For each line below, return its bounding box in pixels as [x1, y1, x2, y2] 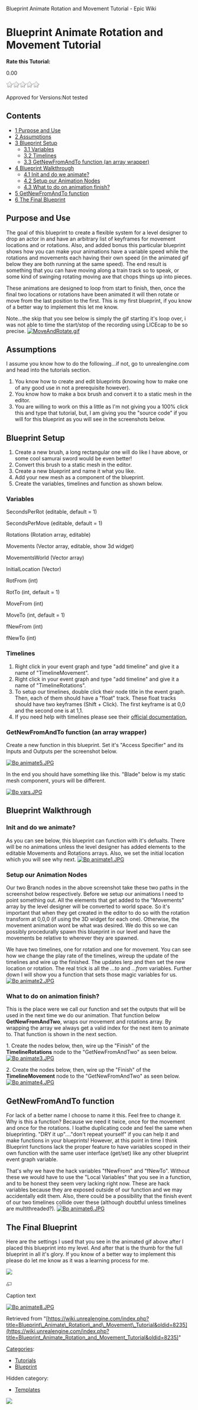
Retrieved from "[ [6, 1315, 48, 1322]
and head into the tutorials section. [6, 367, 91, 374]
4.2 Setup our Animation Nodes [23, 177, 100, 184]
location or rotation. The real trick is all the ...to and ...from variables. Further [6, 965, 192, 972]
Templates [14, 1386, 40, 1393]
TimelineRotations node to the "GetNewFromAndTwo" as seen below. [6, 1049, 177, 1056]
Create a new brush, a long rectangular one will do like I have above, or [14, 448, 188, 456]
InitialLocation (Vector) [6, 566, 61, 573]
